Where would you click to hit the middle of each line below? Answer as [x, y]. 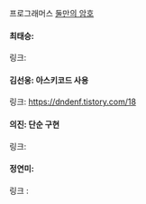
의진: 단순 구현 [35, 124]
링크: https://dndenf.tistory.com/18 [73, 102]
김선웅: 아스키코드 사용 [49, 80]
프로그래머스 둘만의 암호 [52, 13]
